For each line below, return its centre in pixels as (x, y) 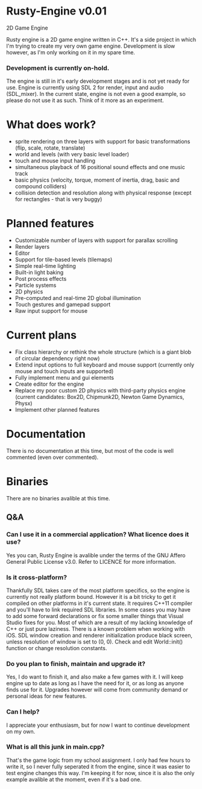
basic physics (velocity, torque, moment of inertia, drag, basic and (97, 180)
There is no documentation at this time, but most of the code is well (90, 450)
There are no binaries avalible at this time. (58, 498)
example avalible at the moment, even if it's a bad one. (74, 779)
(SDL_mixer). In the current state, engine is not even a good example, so (96, 94)
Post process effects (41, 279)
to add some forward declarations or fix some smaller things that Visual (95, 616)
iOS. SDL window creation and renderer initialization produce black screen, (99, 635)
